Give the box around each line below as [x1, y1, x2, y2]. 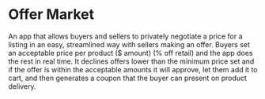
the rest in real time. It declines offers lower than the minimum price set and [8, 57, 255, 66]
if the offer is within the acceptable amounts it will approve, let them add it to [8, 64, 258, 74]
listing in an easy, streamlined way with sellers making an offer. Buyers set [8, 39, 251, 49]
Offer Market [8, 5, 95, 24]
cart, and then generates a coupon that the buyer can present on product [8, 73, 248, 82]
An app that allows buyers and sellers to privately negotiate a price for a [8, 31, 243, 41]
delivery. [8, 81, 37, 91]
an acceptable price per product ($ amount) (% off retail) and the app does [8, 48, 253, 57]
